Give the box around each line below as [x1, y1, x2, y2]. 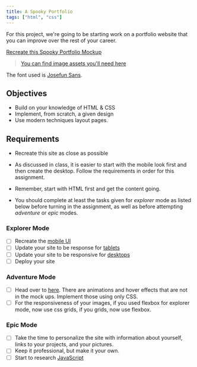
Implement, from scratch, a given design [14, 110, 114, 117]
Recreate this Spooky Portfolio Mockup [6, 48, 102, 55]
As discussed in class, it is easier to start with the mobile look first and [14, 161, 187, 168]
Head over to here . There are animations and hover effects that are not [14, 286, 188, 293]
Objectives [6, 88, 47, 98]
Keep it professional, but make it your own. [14, 347, 120, 355]
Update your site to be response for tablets [14, 244, 120, 251]
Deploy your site [14, 257, 55, 264]
